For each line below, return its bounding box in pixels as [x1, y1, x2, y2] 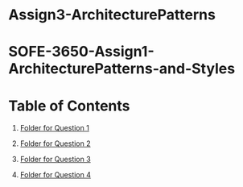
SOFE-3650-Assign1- [8, 43, 154, 61]
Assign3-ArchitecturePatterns [8, 6, 216, 24]
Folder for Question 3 [19, 155, 91, 164]
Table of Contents [8, 97, 130, 114]
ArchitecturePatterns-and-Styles [8, 60, 236, 78]
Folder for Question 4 [19, 170, 91, 180]
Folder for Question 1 [19, 123, 90, 133]
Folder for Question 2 [19, 139, 91, 148]
